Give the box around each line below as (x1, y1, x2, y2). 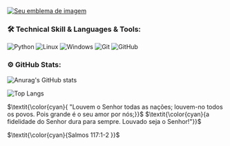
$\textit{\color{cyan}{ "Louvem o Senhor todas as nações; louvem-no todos (7, 102, 223, 111)
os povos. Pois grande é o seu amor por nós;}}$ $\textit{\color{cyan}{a (7, 110, 209, 118)
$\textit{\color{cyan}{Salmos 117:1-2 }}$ (7, 131, 120, 139)
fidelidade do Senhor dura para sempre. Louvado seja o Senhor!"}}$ (7, 117, 202, 125)
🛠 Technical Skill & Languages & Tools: (7, 24, 142, 34)
